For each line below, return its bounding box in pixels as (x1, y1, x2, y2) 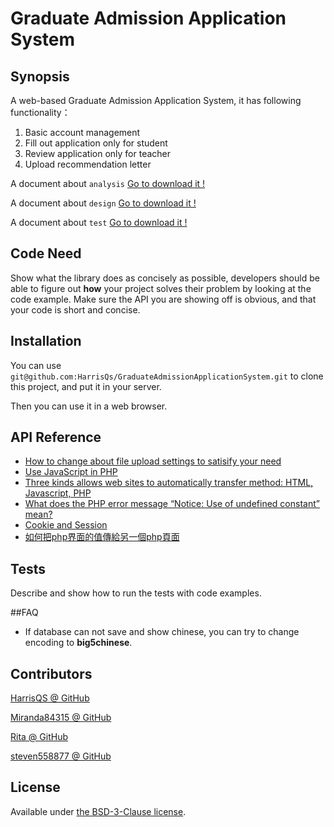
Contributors (10, 665, 93, 682)
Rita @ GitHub (10, 731, 68, 743)
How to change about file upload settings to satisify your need (24, 455, 282, 467)
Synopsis (10, 68, 70, 85)
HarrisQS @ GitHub (10, 692, 90, 704)
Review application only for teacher (24, 148, 172, 159)
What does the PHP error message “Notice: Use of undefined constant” (24, 498, 320, 510)
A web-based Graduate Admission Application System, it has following (10, 95, 302, 106)
